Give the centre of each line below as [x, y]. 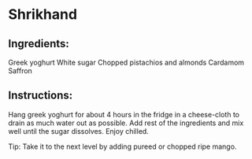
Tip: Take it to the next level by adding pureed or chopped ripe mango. [122, 146]
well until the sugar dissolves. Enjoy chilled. [79, 131]
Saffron [20, 71]
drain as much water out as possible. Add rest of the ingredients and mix [126, 123]
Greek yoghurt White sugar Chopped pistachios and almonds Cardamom [126, 62]
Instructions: [41, 96]
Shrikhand [43, 15]
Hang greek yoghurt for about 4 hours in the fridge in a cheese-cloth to [124, 114]
